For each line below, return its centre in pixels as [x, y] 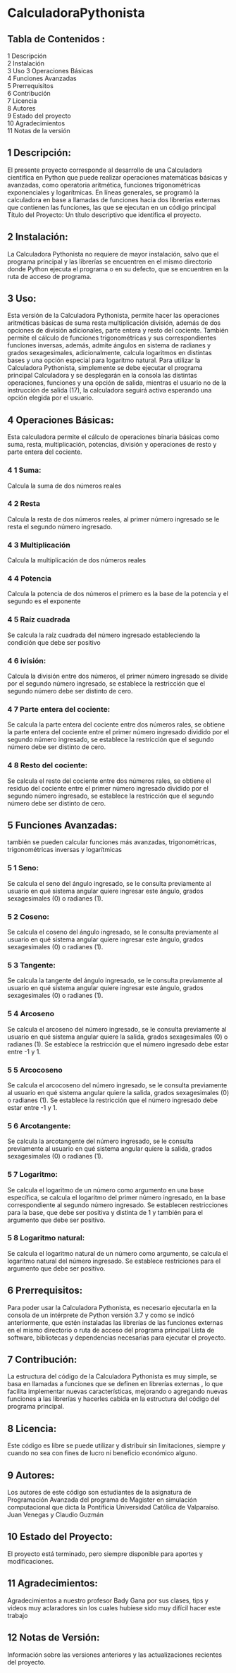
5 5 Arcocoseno [35, 1070]
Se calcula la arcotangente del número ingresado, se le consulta [100, 1141]
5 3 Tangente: [32, 965]
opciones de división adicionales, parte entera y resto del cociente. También [118, 331]
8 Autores [21, 108]
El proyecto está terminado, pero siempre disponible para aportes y [105, 1554]
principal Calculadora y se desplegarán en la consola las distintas [102, 376]
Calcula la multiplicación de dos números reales [77, 560]
